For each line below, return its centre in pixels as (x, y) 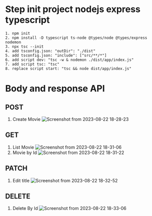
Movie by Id (25, 153)
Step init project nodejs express (73, 9)
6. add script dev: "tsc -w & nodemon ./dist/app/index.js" (70, 60)
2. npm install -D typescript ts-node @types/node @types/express (76, 38)
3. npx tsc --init (24, 46)
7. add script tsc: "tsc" (32, 64)
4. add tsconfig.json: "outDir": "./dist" (50, 51)
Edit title (21, 180)
